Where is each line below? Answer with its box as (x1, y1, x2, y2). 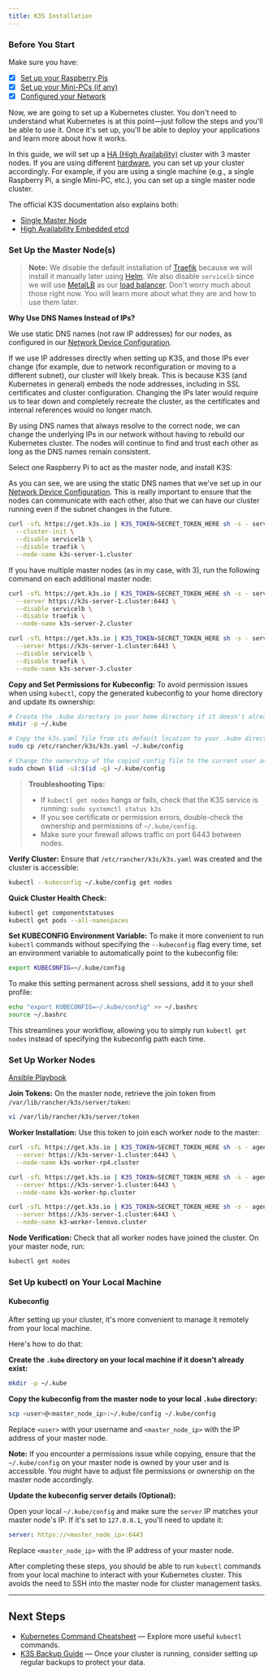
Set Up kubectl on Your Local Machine (8, 1276, 162, 1288)
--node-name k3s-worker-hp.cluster (15, 1189, 136, 1197)
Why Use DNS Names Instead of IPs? (8, 313, 136, 323)
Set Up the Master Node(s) (8, 245, 116, 256)
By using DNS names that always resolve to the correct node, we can (8, 421, 240, 431)
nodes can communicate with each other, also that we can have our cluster (8, 495, 260, 505)
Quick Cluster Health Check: (8, 892, 107, 903)
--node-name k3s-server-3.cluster (15, 665, 132, 673)
